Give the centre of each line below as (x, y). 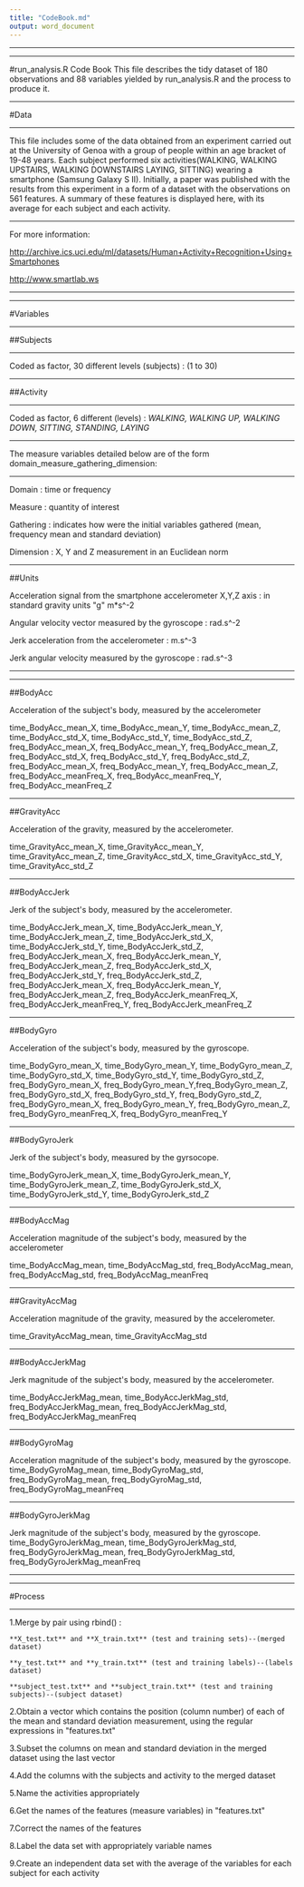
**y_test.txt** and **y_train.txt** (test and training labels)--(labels (152, 1662)
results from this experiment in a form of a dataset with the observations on (150, 189)
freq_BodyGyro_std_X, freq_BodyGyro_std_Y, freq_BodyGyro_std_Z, (136, 1094)
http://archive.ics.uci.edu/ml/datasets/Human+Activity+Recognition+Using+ (151, 251)
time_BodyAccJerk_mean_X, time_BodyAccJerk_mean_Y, (116, 927)
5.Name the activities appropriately (75, 1793)
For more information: (50, 234)
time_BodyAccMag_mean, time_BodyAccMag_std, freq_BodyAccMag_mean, (152, 1265)
